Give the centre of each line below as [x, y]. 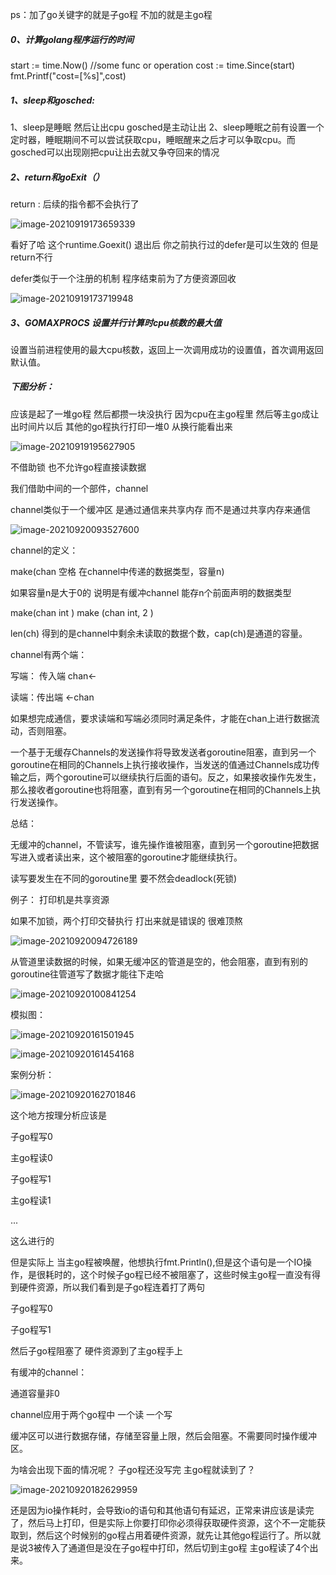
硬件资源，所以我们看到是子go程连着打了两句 [111, 1287]
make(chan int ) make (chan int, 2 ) [82, 612]
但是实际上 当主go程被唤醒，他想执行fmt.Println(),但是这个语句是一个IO [156, 1262]
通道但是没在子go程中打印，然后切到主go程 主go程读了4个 [189, 1547]
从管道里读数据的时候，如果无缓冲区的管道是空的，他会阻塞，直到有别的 [159, 961]
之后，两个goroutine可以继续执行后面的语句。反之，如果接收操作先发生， [170, 777]
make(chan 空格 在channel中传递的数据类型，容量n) [117, 571]
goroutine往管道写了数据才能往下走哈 [87, 974]
